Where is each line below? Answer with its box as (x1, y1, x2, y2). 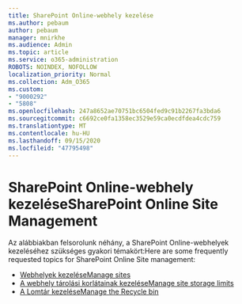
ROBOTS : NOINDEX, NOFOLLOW (8, 63, 97, 71)
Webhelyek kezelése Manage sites (19, 270, 131, 279)
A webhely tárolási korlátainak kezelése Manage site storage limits (19, 279, 235, 288)
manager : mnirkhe (8, 33, 66, 42)
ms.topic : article (8, 48, 69, 56)
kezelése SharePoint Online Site (8, 195, 219, 213)
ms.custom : (8, 85, 44, 93)
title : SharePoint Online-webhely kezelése (8, 11, 154, 20)
